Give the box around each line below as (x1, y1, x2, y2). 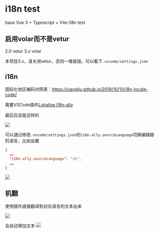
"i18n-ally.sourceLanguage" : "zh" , (9, 156, 82, 161)
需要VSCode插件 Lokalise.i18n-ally (5, 101, 73, 108)
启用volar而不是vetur (5, 35, 70, 43)
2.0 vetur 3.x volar (5, 48, 42, 54)
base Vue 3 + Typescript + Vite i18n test (5, 19, 86, 25)
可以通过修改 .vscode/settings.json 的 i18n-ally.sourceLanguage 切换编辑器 (5, 132, 155, 137)
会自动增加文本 (5, 223, 35, 229)
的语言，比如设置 (5, 137, 39, 143)
